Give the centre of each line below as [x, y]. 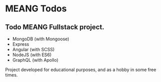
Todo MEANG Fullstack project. [55, 27]
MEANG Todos [36, 9]
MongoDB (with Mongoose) [41, 39]
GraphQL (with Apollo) [35, 60]
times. [11, 75]
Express [21, 44]
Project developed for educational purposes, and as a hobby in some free [81, 70]
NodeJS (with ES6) [32, 55]
